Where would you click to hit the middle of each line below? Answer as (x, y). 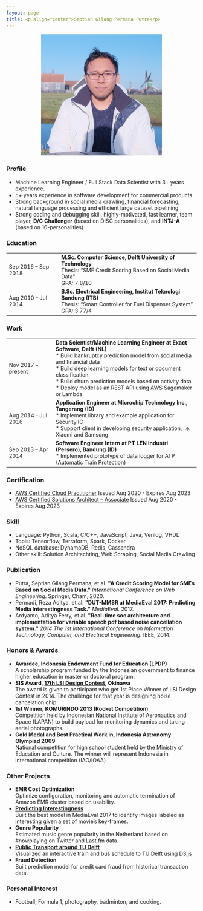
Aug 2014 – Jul (28, 415)
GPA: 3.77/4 (77, 311)
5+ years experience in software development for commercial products (104, 195)
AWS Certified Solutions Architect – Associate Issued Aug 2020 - (96, 499)
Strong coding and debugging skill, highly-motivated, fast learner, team (104, 214)
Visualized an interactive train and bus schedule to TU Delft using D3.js (103, 854)
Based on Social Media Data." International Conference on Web (95, 590)
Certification (25, 480)
